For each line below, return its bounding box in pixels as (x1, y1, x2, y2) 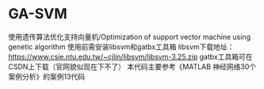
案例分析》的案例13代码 (8, 72, 86, 81)
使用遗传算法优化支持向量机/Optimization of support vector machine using (8, 32, 251, 41)
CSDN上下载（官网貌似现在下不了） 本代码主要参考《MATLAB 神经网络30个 (8, 61, 257, 72)
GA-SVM (8, 5, 67, 23)
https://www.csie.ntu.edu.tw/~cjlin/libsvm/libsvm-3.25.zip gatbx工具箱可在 (8, 52, 253, 61)
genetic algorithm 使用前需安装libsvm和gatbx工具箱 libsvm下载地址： (8, 41, 235, 52)
